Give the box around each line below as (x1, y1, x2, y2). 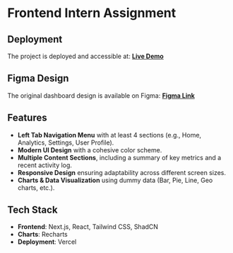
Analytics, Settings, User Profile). (17, 138, 114, 147)
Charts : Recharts (17, 230, 68, 239)
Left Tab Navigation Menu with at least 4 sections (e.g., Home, (17, 130, 202, 139)
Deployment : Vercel (17, 237, 77, 246)
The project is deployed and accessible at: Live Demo (7, 52, 164, 60)
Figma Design (7, 72, 69, 84)
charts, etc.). (17, 183, 55, 192)
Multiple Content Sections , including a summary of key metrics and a (17, 153, 222, 162)
